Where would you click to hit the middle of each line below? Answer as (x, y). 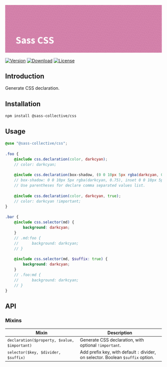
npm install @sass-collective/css (41, 116)
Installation (23, 104)
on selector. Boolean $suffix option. (117, 358)
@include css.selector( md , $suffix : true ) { (61, 259)
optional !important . (100, 345)
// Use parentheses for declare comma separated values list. (80, 185)
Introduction (25, 76)
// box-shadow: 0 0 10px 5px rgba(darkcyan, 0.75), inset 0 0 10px (85, 180)
